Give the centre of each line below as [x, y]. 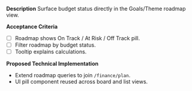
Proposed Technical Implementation [52, 64]
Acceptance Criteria [32, 27]
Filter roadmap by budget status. [55, 45]
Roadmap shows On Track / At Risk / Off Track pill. [77, 38]
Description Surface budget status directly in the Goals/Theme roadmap [96, 9]
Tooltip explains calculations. [51, 52]
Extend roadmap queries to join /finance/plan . [73, 75]
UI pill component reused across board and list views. [81, 82]
